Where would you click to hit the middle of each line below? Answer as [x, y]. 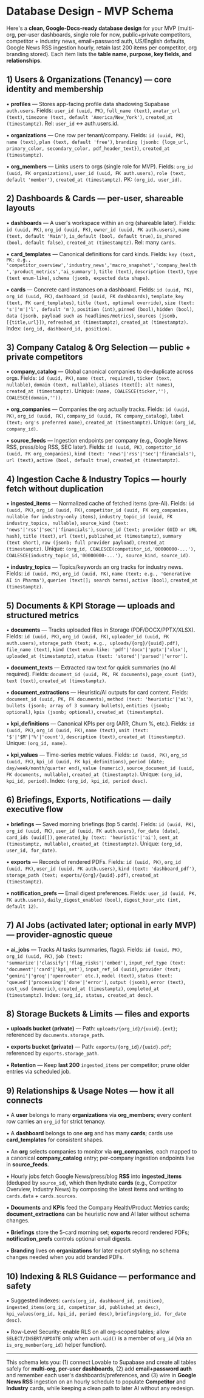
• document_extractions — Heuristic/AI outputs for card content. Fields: [97, 692]
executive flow [35, 809]
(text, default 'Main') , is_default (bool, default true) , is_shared [93, 235]
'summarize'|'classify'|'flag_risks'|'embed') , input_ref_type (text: [96, 962]
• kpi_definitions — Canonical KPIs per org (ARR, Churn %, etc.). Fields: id [100, 723]
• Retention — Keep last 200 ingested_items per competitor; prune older [98, 1065]
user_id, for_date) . [32, 850]
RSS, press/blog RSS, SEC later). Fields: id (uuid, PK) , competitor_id [93, 447]
